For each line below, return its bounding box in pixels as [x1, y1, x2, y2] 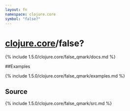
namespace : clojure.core [5, 12, 56, 17]
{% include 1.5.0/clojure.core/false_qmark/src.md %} [5, 101, 112, 107]
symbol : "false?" [5, 16, 41, 21]
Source [5, 87, 28, 96]
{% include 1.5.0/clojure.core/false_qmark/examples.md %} [5, 73, 125, 79]
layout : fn [5, 7, 27, 12]
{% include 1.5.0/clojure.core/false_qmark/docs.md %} [5, 54, 116, 60]
